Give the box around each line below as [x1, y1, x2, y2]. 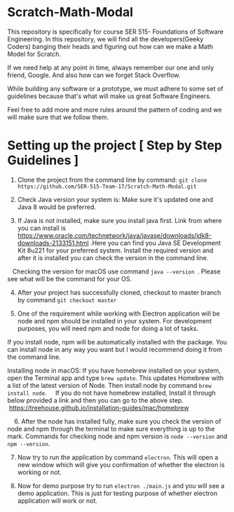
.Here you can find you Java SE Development [90, 238, 221, 247]
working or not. [17, 468, 62, 476]
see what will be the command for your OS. [7, 274, 132, 283]
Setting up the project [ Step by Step [7, 137, 223, 154]
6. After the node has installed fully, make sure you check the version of [13, 417, 222, 425]
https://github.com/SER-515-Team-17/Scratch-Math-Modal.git [17, 183, 197, 190]
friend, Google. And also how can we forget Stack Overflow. [7, 71, 181, 79]
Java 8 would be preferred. [17, 203, 97, 211]
